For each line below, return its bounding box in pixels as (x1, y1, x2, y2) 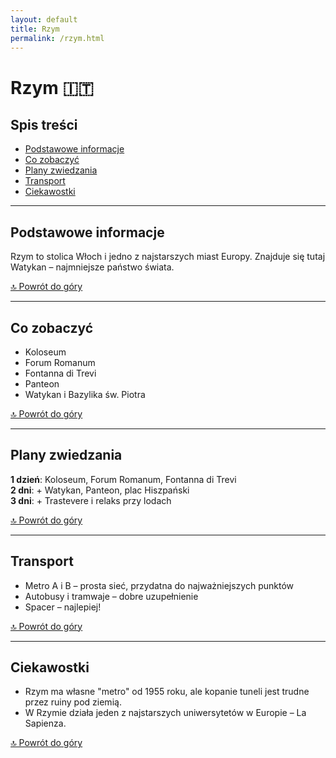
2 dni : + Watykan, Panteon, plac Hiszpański (10, 484, 190, 496)
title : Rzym (10, 24, 60, 34)
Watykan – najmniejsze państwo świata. (10, 261, 175, 273)
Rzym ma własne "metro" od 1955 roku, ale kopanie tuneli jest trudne (24, 686, 310, 698)
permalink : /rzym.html (10, 33, 105, 43)
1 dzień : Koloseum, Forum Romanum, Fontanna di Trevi (10, 473, 237, 485)
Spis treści (10, 116, 78, 133)
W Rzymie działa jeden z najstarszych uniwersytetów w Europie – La (24, 707, 307, 719)
